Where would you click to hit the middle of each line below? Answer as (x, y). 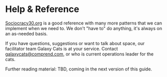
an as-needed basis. (26, 33)
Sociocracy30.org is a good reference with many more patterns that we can (84, 23)
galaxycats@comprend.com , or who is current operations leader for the (79, 54)
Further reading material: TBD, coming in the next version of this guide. (79, 69)
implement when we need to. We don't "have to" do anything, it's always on (84, 28)
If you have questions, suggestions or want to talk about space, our (75, 43)
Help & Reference (42, 9)
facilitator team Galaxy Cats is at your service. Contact (62, 48)
